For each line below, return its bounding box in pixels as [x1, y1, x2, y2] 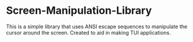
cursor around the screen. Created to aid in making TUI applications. [6, 29, 171, 36]
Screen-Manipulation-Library [6, 4, 152, 17]
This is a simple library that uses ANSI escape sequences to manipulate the [6, 23, 188, 30]
